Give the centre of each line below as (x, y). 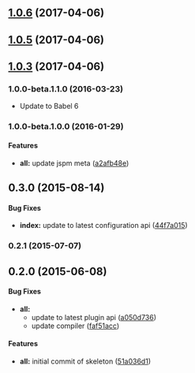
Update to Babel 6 (49, 106)
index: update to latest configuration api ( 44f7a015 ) (103, 226)
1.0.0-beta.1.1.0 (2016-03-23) (66, 89)
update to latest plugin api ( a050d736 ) (94, 317)
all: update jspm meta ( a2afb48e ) (74, 163)
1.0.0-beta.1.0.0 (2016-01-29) (66, 127)
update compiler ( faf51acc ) (75, 326)
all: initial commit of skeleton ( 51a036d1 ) (85, 361)
